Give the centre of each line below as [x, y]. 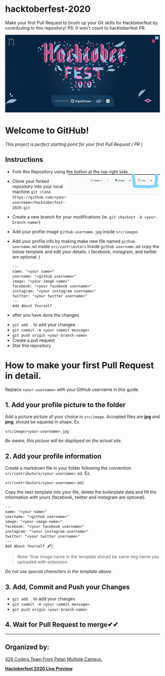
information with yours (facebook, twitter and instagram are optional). [75, 497]
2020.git [21, 208]
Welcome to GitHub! [47, 131]
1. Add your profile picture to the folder [66, 405]
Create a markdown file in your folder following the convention [68, 468]
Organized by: [27, 647]
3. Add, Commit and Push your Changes [68, 587]
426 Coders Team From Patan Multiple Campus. [54, 659]
